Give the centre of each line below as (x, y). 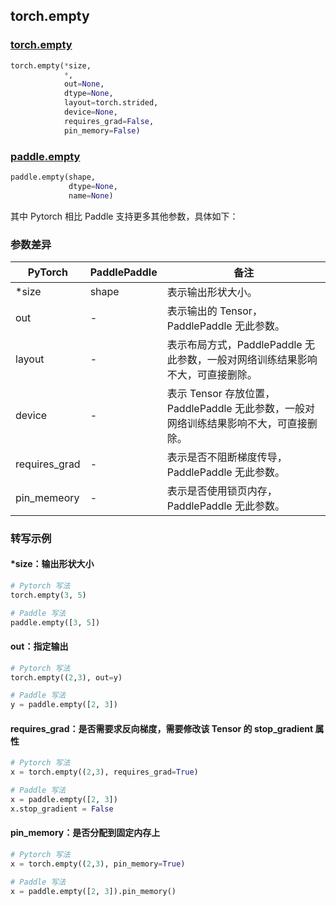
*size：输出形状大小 (52, 564)
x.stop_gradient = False (62, 809)
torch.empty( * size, (51, 65)
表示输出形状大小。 (212, 292)
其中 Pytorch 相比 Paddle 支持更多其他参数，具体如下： (124, 216)
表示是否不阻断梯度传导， (227, 457)
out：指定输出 (39, 646)
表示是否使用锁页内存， (222, 491)
